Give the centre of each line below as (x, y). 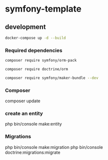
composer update (23, 101)
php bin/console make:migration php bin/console (54, 147)
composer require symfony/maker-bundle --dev (52, 78)
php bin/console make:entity (33, 124)
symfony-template (43, 9)
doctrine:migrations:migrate (33, 152)
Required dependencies (34, 50)
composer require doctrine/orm (37, 69)
